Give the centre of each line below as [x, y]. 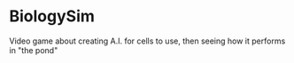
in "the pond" [34, 50]
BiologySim [52, 16]
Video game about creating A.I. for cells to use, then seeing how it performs [147, 41]
